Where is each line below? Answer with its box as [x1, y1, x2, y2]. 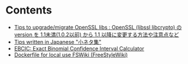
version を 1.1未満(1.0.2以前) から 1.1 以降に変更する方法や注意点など [14, 31, 180, 38]
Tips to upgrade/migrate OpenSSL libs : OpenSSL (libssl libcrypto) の [14, 23, 182, 31]
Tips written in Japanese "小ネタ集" [14, 38, 102, 45]
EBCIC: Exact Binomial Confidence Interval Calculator [14, 45, 144, 52]
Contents [5, 4, 53, 17]
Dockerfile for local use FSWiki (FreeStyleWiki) [14, 51, 128, 58]
